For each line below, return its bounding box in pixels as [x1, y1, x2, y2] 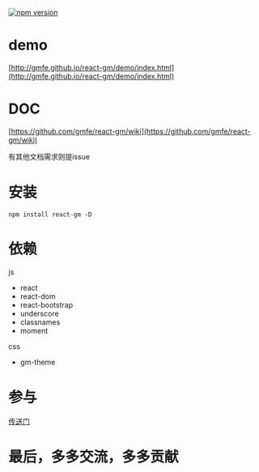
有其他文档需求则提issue [8, 151, 91, 161]
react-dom [19, 291, 56, 301]
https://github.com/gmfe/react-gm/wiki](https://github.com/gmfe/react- [11, 126, 251, 136]
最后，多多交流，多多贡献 [8, 448, 180, 466]
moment [19, 325, 49, 335]
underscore [19, 308, 59, 318]
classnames [19, 317, 61, 327]
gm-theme [19, 357, 56, 367]
